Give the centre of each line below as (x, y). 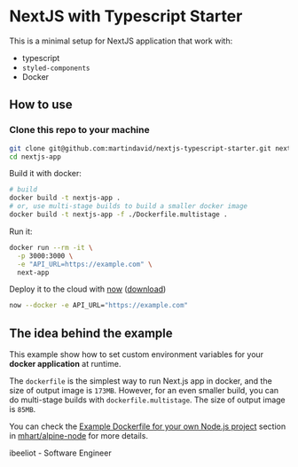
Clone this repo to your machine (79, 130)
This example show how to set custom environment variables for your (137, 354)
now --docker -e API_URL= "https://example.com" (99, 306)
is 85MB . (23, 409)
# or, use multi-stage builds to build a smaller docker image (129, 206)
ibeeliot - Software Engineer (61, 453)
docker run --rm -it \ (51, 247)
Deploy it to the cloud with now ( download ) (88, 289)
